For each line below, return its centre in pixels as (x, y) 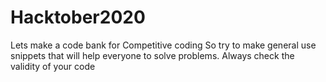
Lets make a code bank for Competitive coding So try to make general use (163, 45)
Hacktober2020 (78, 17)
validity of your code (53, 66)
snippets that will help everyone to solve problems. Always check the (152, 55)
